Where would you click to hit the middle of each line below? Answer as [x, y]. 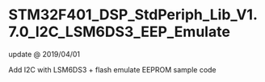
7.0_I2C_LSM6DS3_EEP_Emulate [119, 32]
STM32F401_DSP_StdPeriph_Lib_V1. [133, 15]
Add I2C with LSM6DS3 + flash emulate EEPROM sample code [112, 69]
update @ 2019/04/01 [44, 54]
